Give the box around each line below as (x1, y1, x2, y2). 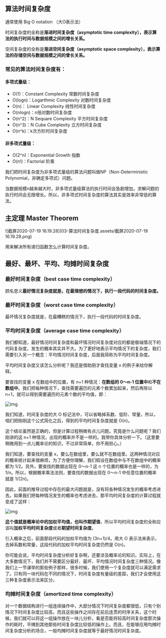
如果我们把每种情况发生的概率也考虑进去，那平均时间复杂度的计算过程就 (13, 492, 161, 498)
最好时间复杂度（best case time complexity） (5, 276, 116, 283)
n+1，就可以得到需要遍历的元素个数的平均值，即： (5, 392, 108, 397)
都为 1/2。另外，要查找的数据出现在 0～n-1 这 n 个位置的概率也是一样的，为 (5, 463, 159, 469)
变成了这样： (5, 499, 31, 505)
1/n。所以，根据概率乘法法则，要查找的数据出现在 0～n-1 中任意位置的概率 (5, 470, 157, 476)
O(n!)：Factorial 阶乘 (12, 158, 55, 164)
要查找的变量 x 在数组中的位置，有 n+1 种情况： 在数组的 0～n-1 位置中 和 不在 (5, 379, 161, 385)
